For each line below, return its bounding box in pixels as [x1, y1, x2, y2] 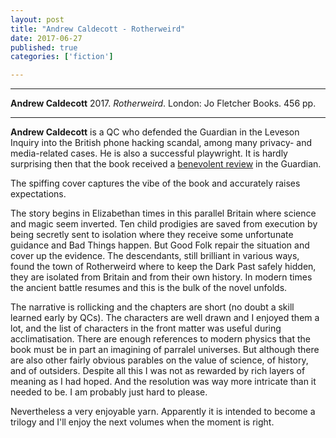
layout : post [10, 14, 65, 25]
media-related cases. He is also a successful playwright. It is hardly [10, 147, 288, 160]
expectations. [10, 188, 67, 200]
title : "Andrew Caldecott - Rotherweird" [10, 24, 186, 34]
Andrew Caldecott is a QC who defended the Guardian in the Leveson [10, 126, 300, 138]
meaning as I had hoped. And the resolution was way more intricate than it [10, 376, 317, 388]
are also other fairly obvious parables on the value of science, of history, [10, 354, 309, 366]
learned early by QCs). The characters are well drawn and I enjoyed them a [10, 312, 320, 324]
